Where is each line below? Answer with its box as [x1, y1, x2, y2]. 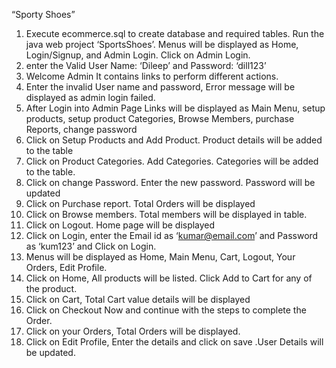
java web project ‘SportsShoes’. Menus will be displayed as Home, [25, 39, 299, 50]
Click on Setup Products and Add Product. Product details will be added [25, 134, 323, 146]
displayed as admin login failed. [25, 92, 156, 103]
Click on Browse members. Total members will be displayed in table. [25, 209, 308, 220]
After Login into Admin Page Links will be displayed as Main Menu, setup [25, 102, 326, 114]
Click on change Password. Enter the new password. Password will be [25, 177, 316, 188]
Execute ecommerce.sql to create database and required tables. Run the [25, 28, 325, 39]
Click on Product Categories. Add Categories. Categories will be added [25, 155, 319, 167]
